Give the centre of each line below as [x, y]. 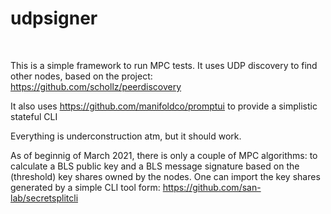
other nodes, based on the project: [81, 76]
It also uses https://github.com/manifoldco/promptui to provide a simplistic [164, 106]
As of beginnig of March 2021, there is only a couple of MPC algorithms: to [164, 155]
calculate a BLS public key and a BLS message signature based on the [155, 166]
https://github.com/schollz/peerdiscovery [96, 86]
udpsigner [54, 18]
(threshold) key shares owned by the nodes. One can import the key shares [165, 176]
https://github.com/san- [212, 187]
